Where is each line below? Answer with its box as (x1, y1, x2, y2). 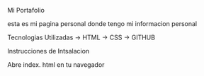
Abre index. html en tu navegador (7, 61, 105, 69)
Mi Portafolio (7, 6, 45, 14)
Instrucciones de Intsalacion (7, 47, 90, 55)
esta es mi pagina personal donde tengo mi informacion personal (7, 20, 197, 27)
